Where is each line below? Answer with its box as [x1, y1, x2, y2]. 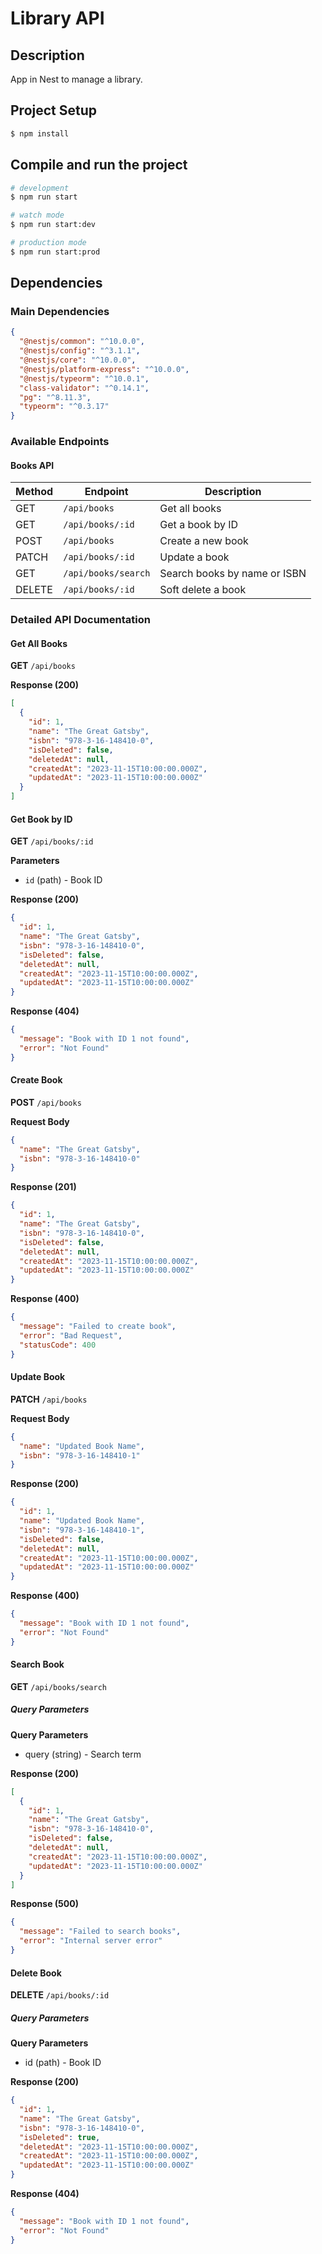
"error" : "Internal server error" [19, 1936, 163, 1946]
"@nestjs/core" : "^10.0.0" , [19, 355, 137, 366]
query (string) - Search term [24, 1748, 142, 1760]
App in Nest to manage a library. [10, 73, 143, 85]
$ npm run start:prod [10, 247, 101, 257]
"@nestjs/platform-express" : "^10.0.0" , [19, 364, 190, 374]
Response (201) [10, 1181, 77, 1193]
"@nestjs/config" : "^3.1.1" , [19, 346, 141, 356]
